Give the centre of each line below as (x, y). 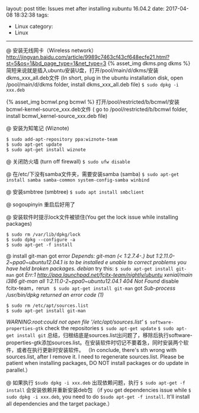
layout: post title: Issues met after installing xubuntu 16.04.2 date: (85, 9)
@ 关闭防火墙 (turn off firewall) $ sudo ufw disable (68, 161)
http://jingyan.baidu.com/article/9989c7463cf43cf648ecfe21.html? (88, 57)
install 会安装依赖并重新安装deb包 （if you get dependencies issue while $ (99, 390)
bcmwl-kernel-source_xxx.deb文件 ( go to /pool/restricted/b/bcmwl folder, (97, 109)
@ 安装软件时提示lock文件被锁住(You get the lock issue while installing (92, 217)
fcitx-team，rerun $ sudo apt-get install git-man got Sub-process (91, 288)
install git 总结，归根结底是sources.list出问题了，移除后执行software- (105, 335)
